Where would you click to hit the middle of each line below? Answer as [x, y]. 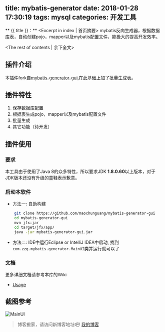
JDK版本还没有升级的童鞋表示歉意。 [42, 178]
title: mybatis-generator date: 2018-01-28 [72, 8]
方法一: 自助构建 [29, 204]
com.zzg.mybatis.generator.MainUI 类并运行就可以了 [66, 248]
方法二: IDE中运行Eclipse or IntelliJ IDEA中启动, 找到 [65, 242]
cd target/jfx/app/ [34, 228]
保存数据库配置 [28, 108]
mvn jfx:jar [26, 223]
